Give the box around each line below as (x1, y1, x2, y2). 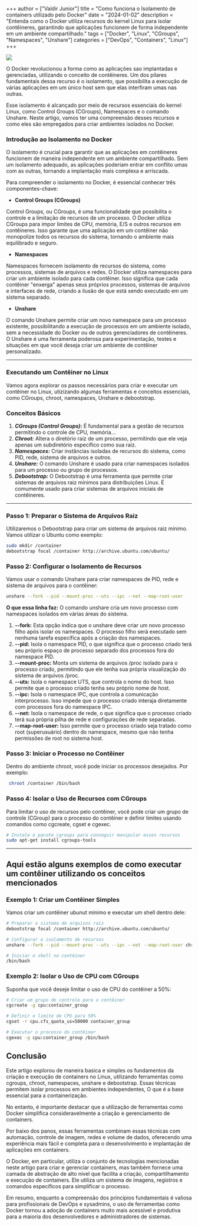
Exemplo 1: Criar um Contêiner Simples (6, 895, 120, 904)
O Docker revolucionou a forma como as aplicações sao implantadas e (6, 65, 178, 72)
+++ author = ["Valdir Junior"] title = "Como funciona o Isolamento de (6, 5, 176, 12)
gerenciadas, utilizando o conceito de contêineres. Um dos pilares (6, 71, 167, 79)
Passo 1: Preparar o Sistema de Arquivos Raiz (6, 511, 138, 520)
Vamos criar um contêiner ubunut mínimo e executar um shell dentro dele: (6, 909, 186, 916)
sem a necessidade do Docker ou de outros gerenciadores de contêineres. (6, 329, 188, 336)
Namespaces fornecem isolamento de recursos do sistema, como (6, 262, 166, 269)
